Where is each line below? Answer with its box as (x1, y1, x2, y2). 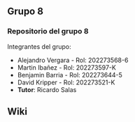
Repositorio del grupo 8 (7, 26, 89, 36)
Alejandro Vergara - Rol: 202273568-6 (17, 56, 129, 64)
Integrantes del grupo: (7, 42, 71, 51)
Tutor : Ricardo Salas (17, 85, 77, 93)
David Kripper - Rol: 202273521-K (17, 78, 115, 86)
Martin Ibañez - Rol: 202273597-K (17, 63, 117, 72)
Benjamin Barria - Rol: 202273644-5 (17, 70, 122, 79)
